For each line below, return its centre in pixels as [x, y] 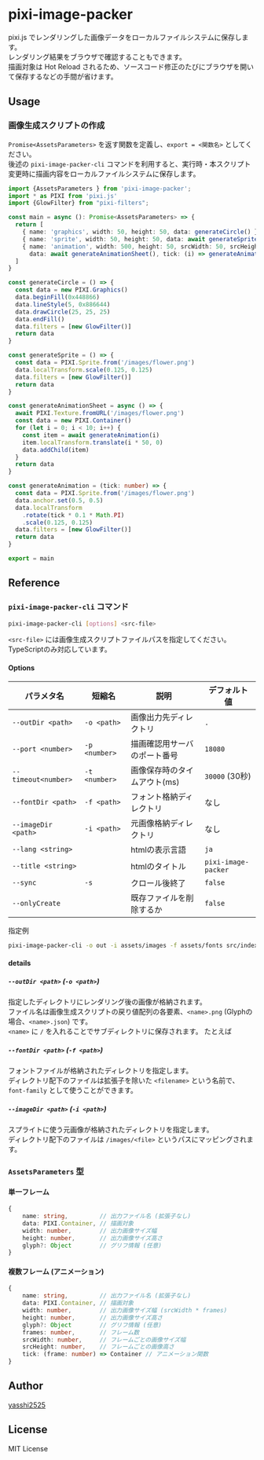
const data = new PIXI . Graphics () [71, 290]
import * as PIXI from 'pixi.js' [63, 196]
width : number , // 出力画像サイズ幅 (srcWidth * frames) [125, 1311]
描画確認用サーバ [162, 743]
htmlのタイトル [159, 866]
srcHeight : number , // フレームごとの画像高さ [98, 1347]
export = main [31, 559]
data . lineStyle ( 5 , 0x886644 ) [63, 304]
